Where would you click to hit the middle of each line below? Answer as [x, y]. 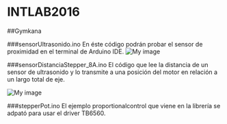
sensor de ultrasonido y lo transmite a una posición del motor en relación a [112, 72]
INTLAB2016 [43, 12]
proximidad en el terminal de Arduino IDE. [66, 51]
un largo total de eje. [36, 79]
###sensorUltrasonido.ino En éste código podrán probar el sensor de [105, 44]
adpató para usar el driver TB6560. [56, 113]
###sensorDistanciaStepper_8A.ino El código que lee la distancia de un [108, 64]
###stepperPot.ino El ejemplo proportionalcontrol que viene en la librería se [114, 106]
